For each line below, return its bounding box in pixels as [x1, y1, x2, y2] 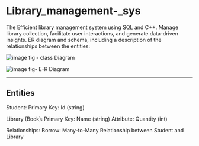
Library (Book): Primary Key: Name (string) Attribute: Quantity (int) [6, 115, 168, 122]
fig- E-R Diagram [28, 65, 70, 72]
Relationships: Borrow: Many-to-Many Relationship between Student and [6, 126, 184, 134]
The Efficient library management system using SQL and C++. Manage [6, 24, 179, 31]
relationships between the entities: [6, 43, 91, 50]
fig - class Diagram [28, 54, 75, 61]
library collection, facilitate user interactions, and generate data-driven [6, 30, 179, 37]
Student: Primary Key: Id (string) [6, 103, 85, 111]
